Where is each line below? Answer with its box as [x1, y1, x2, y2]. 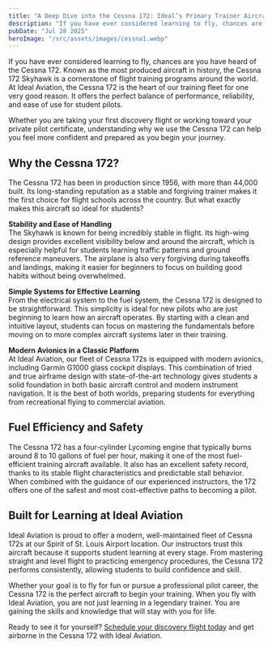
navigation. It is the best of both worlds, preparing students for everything [8, 388, 255, 398]
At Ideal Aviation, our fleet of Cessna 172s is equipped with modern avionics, [8, 354, 264, 364]
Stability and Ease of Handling [8, 220, 112, 229]
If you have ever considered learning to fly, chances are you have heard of [8, 57, 257, 66]
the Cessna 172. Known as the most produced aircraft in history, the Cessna [8, 66, 261, 75]
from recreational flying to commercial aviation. [8, 397, 166, 407]
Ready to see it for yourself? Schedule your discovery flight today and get [8, 622, 254, 632]
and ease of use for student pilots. [8, 100, 123, 109]
